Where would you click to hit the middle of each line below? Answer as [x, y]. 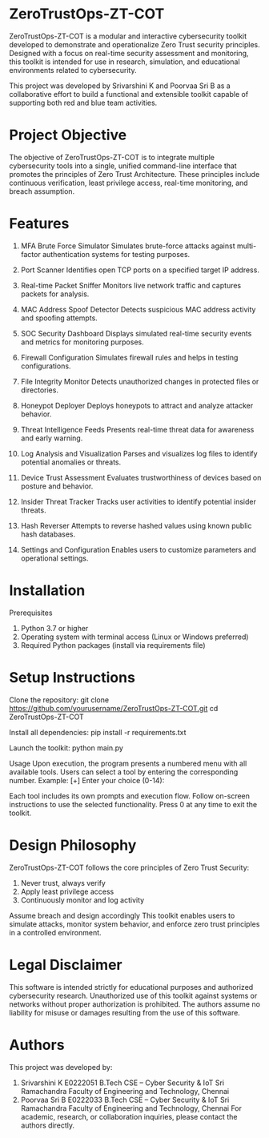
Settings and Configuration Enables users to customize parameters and [139, 549]
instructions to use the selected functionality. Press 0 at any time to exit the [133, 804]
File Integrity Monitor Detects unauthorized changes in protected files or [140, 381]
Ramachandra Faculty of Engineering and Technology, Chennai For [131, 1108]
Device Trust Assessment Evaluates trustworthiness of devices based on [141, 477]
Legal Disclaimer [66, 965]
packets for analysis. [55, 294]
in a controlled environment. [56, 932]
